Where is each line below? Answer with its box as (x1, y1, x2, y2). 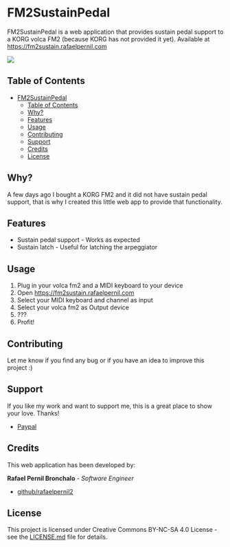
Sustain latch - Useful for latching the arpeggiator (16, 243, 158, 251)
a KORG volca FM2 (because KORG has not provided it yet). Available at (7, 34, 210, 43)
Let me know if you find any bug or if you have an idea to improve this (7, 356, 205, 364)
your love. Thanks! (7, 409, 60, 417)
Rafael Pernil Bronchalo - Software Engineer (7, 474, 134, 482)
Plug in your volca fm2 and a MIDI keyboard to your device (16, 281, 183, 290)
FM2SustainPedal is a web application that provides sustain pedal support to (7, 28, 224, 36)
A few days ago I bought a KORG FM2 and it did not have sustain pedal (7, 190, 207, 198)
